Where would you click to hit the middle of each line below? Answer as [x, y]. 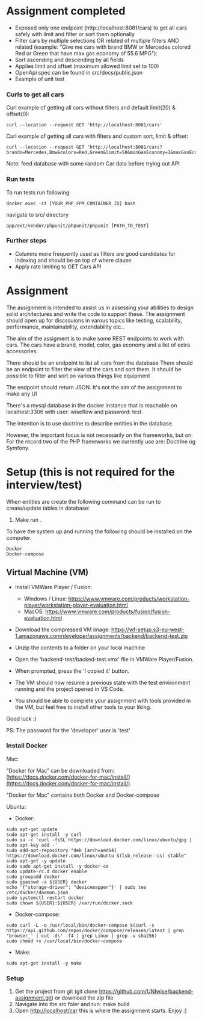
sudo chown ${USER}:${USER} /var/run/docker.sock [70, 903]
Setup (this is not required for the [91, 472]
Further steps [26, 241]
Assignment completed [66, 11]
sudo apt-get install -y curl [44, 835]
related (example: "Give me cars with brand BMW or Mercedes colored [103, 47]
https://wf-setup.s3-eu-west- [148, 629]
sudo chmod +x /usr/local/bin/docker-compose [64, 941]
